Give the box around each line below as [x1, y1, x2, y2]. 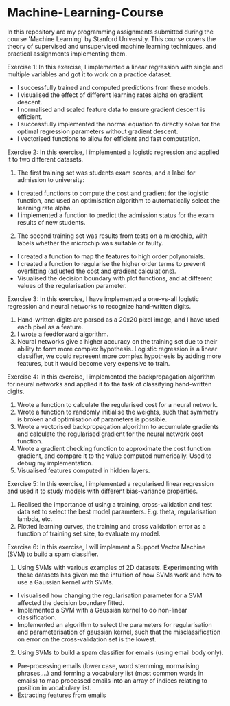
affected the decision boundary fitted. [16, 598, 125, 606]
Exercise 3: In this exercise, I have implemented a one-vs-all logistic [7, 294, 199, 303]
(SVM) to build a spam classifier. [7, 550, 99, 558]
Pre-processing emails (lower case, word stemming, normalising [16, 661, 200, 670]
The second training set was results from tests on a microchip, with [16, 232, 208, 240]
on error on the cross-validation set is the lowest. [16, 635, 157, 643]
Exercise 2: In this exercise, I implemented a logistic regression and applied [7, 148, 220, 156]
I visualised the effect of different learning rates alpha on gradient [16, 91, 203, 99]
